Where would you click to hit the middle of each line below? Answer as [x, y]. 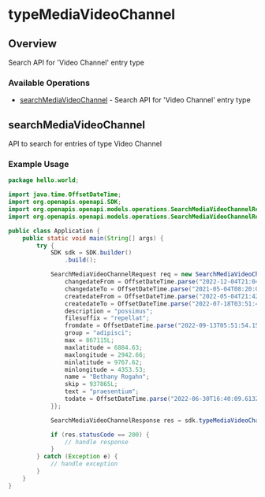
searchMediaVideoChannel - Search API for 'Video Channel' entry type [135, 100]
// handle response [96, 442]
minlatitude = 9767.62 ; [104, 362]
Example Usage [39, 165]
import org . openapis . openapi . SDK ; [65, 202]
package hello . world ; [44, 180]
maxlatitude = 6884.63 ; [104, 347]
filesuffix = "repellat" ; [107, 318]
